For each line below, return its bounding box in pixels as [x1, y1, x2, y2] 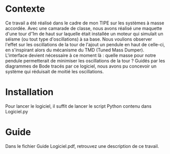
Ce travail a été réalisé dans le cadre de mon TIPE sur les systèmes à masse [5, 20, 164, 26]
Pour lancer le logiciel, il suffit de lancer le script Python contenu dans [5, 103, 152, 109]
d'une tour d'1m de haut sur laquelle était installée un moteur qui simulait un [5, 30, 163, 37]
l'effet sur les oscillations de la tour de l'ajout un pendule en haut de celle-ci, [5, 41, 165, 47]
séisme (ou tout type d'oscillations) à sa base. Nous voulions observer [5, 36, 152, 42]
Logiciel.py [5, 108, 28, 114]
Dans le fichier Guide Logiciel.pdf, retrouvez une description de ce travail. [5, 143, 159, 149]
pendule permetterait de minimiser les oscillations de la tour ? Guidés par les [5, 57, 165, 64]
